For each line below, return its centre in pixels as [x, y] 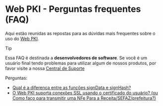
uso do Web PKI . [22, 39]
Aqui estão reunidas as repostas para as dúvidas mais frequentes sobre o [80, 33]
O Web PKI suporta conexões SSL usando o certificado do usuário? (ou [85, 93]
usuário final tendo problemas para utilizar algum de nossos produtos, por [81, 63]
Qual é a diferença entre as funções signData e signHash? [72, 87]
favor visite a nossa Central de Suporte [45, 68]
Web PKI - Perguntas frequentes [73, 9]
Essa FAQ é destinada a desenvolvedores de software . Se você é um [76, 57]
